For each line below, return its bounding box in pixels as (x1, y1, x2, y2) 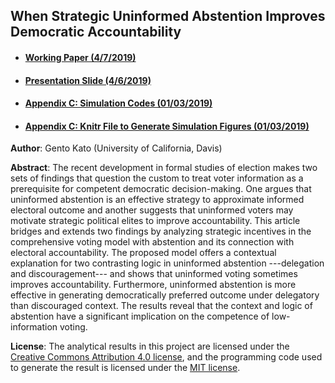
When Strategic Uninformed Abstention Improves (10, 8, 326, 25)
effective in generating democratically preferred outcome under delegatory (10, 289, 320, 301)
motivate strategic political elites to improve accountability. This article (10, 215, 301, 227)
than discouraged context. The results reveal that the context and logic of (10, 300, 313, 312)
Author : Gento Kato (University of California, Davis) (10, 142, 223, 154)
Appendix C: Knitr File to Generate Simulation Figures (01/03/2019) (24, 120, 310, 132)
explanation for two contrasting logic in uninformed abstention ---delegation (10, 257, 325, 269)
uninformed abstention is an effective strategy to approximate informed (10, 194, 305, 206)
